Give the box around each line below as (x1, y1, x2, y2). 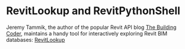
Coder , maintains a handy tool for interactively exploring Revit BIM (6, 30, 168, 37)
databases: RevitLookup (6, 36, 65, 43)
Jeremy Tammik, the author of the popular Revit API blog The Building (6, 24, 177, 31)
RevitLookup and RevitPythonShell (6, 4, 181, 18)
